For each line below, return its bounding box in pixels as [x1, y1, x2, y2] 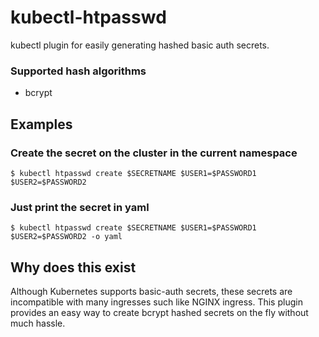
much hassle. [10, 317, 66, 330]
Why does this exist [10, 259, 137, 276]
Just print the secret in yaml [10, 200, 150, 214]
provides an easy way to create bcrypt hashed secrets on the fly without [10, 307, 309, 319]
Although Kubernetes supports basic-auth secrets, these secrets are [10, 286, 293, 298]
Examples [10, 116, 73, 133]
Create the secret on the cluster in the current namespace [10, 146, 298, 160]
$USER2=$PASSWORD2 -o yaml [10, 232, 123, 242]
